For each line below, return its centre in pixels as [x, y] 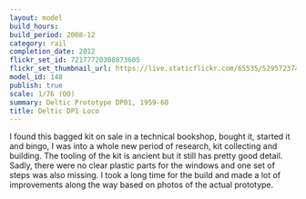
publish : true [36, 85]
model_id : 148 [36, 77]
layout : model [36, 18]
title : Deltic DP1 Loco [55, 111]
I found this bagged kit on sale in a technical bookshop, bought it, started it [150, 136]
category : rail [38, 43]
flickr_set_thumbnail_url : [61, 69]
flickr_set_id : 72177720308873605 [75, 60]
